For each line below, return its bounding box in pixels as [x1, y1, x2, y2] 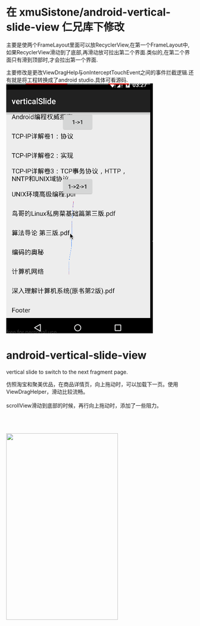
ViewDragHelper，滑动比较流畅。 [6, 388, 89, 395]
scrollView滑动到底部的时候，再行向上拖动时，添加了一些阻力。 [6, 402, 162, 409]
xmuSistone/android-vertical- [18, 5, 171, 19]
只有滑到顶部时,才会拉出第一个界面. [11, 56, 98, 63]
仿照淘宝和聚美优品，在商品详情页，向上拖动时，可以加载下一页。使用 [6, 380, 179, 388]
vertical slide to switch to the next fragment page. [6, 368, 128, 375]
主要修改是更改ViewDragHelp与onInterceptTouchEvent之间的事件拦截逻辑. [6, 69, 189, 76]
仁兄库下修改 [61, 20, 125, 34]
